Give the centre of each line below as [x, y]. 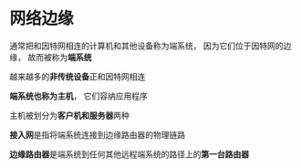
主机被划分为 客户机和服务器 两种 [69, 115]
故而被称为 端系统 [59, 57]
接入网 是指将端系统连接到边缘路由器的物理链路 [97, 134]
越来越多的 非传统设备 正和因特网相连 [78, 76]
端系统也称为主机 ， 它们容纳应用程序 [78, 96]
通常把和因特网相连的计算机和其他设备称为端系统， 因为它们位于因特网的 [146, 46]
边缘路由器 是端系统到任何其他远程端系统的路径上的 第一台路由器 [129, 154]
